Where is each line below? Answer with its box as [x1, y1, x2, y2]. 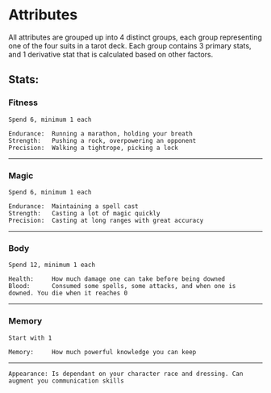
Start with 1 [8, 333, 52, 342]
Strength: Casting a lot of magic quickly [8, 209, 161, 217]
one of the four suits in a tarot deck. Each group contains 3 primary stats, [8, 40, 252, 50]
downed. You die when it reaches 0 [8, 289, 128, 298]
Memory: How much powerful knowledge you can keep [8, 348, 197, 356]
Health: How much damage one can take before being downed [8, 275, 226, 283]
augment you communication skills [8, 377, 125, 385]
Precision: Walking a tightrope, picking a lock [8, 144, 179, 152]
